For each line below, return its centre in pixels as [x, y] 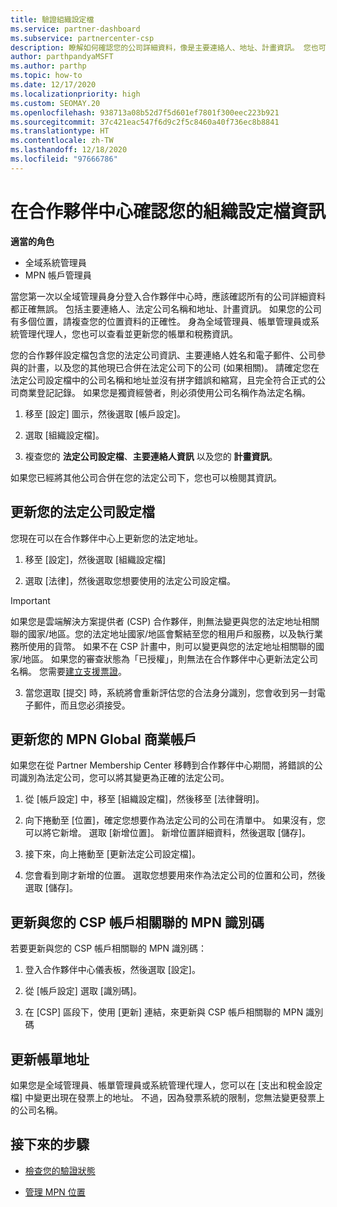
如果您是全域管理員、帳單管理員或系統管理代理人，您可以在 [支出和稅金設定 [166, 1085]
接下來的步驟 [50, 1144]
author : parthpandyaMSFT [62, 57]
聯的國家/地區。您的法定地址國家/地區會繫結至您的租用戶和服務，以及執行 [162, 633]
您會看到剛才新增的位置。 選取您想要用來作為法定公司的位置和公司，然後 [175, 875]
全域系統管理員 [55, 262]
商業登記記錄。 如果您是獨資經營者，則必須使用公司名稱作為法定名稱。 [164, 392]
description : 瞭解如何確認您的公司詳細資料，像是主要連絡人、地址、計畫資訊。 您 [161, 47]
